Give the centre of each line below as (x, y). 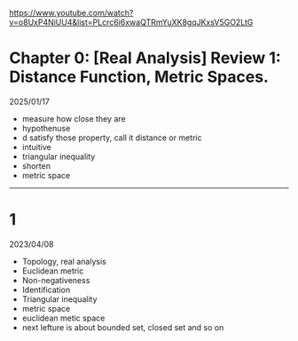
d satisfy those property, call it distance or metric (112, 138)
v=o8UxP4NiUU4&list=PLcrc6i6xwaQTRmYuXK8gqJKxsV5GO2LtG (131, 22)
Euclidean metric (53, 271)
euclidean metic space (63, 318)
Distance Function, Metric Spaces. (139, 77)
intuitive (36, 147)
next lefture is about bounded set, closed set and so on (123, 327)
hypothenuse (46, 128)
